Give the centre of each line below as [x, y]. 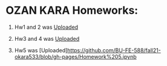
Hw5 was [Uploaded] [41, 50]
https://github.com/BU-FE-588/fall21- [114, 50]
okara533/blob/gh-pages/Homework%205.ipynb [75, 56]
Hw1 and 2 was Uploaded [46, 27]
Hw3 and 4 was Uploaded [47, 38]
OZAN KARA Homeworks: [72, 10]
